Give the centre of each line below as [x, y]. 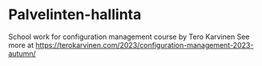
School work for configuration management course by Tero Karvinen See [129, 37]
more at [21, 45]
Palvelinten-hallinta [75, 15]
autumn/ [22, 53]
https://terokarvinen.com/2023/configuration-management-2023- [145, 45]
